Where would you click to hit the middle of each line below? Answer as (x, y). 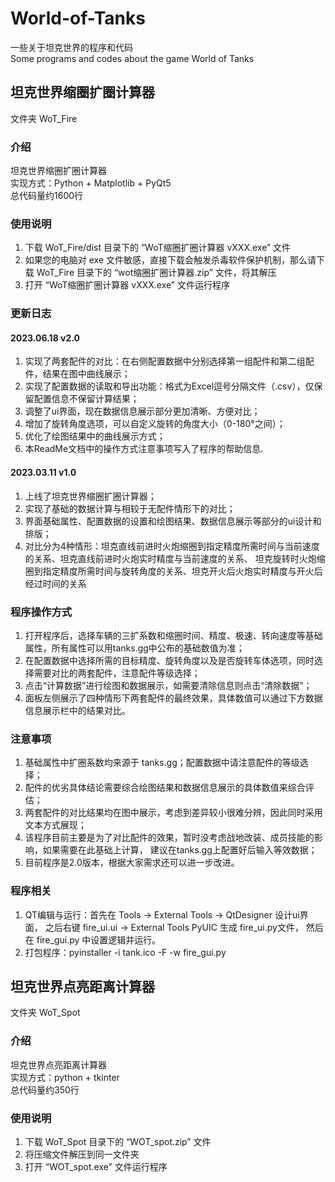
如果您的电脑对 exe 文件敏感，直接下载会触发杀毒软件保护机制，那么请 (170, 260)
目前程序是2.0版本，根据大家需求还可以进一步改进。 (132, 863)
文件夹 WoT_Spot (45, 1013)
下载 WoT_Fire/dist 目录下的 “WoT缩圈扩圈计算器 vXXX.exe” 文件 (158, 248)
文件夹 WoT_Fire (44, 118)
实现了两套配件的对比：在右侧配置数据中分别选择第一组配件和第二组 (165, 361)
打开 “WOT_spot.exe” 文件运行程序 (96, 1166)
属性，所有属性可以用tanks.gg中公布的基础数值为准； (134, 648)
